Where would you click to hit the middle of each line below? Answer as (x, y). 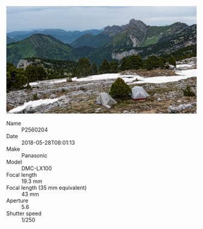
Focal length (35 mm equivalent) (47, 187)
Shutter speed (24, 213)
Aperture (17, 201)
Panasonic (34, 155)
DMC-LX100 (37, 168)
